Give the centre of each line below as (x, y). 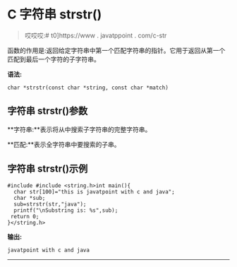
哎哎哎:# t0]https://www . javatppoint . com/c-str (96, 35)
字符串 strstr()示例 (48, 169)
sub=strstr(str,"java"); (50, 204)
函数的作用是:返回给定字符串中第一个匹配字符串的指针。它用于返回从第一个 (116, 50)
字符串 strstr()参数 (48, 111)
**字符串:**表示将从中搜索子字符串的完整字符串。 (79, 129)
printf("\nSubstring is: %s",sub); (66, 210)
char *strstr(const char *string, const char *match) (88, 88)
